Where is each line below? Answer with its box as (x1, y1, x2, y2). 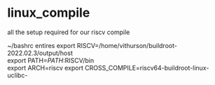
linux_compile (7, 5, 90, 21)
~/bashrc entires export (7, 41, 76, 49)
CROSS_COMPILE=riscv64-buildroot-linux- (85, 63, 209, 72)
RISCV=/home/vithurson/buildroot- (76, 41, 177, 49)
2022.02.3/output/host (7, 49, 74, 57)
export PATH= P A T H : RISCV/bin (7, 56, 95, 64)
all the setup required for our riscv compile (7, 28, 130, 36)
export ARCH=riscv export (7, 63, 84, 72)
